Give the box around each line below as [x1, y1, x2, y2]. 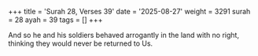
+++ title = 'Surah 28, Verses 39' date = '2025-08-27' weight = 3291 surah [8, 7, 251, 16]
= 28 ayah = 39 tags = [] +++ [8, 15, 103, 24]
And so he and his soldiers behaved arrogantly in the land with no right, [8, 31, 240, 39]
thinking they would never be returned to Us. [8, 39, 153, 48]
